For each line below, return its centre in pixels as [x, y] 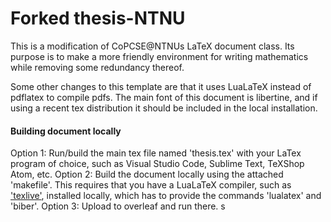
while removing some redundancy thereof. [97, 67]
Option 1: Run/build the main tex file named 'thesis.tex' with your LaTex [156, 153]
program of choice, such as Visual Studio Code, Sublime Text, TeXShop [157, 164]
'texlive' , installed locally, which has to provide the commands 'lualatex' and [166, 196]
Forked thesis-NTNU [98, 18]
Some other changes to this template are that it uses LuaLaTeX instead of [161, 86]
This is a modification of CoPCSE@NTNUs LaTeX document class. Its [152, 46]
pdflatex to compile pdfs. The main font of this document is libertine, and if [164, 97]
